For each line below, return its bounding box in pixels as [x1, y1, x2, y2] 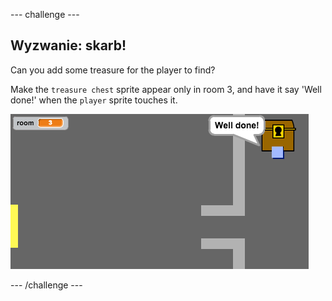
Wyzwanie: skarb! [10, 37, 127, 54]
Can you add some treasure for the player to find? [10, 64, 216, 76]
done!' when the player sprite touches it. [10, 94, 178, 106]
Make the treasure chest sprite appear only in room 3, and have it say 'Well [10, 83, 322, 95]
